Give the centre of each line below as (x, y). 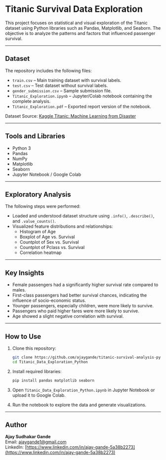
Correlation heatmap (41, 252)
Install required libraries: (37, 371)
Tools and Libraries (35, 136)
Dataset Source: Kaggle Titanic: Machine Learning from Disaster (71, 116)
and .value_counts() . (34, 221)
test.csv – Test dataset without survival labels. (60, 85)
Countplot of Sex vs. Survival (49, 242)
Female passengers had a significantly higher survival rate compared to (85, 285)
